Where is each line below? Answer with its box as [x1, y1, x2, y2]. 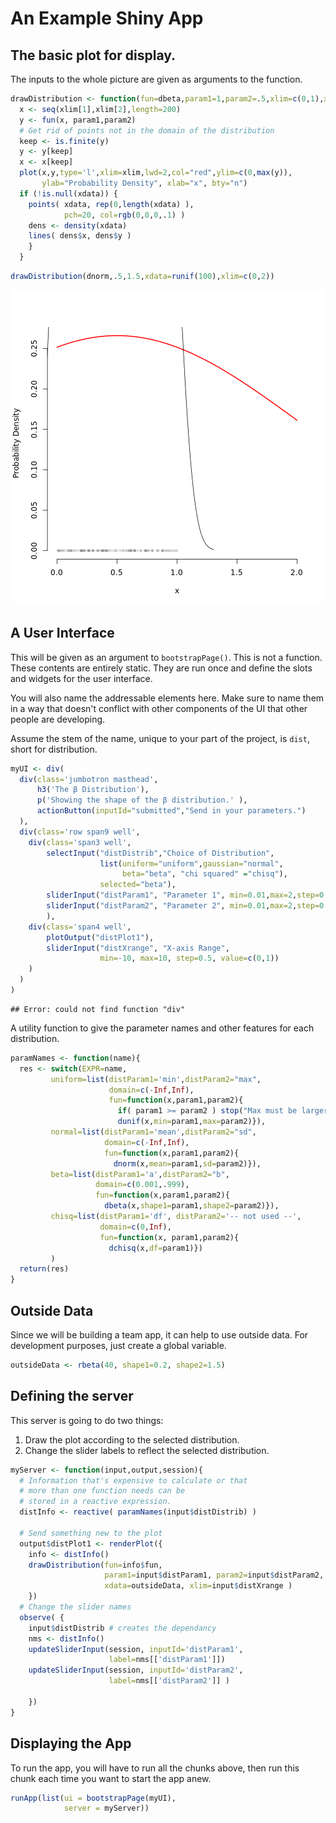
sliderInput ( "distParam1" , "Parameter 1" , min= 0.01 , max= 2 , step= [46, 890, 320, 901]
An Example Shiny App [10, 7, 204, 30]
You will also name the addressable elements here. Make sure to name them [10, 692, 325, 704]
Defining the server [10, 1388, 134, 1405]
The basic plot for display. [10, 47, 177, 64]
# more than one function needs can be [19, 1486, 186, 1496]
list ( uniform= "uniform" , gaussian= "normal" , [99, 858, 284, 869]
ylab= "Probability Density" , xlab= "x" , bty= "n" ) [41, 178, 248, 188]
